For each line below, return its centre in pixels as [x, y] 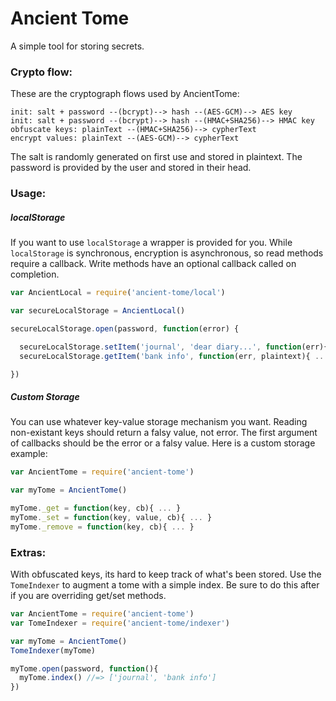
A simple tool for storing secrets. [77, 46]
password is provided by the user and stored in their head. [131, 168]
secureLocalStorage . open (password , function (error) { [125, 328]
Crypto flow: [41, 72]
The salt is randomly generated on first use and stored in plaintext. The [156, 157]
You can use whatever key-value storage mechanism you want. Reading [159, 422]
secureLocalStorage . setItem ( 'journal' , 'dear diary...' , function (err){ [174, 347]
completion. [35, 274]
